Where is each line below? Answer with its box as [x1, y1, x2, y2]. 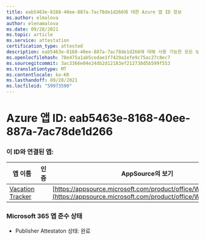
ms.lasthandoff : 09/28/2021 [6, 77, 78, 83]
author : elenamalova [6, 20, 59, 26]
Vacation [9, 185, 35, 193]
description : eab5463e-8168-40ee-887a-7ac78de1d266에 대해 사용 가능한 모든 [6, 49, 193, 55]
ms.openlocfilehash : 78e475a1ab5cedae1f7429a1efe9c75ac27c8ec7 [6, 54, 171, 61]
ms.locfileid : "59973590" [6, 83, 72, 89]
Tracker [9, 192, 32, 201]
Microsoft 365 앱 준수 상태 [6, 212, 82, 220]
